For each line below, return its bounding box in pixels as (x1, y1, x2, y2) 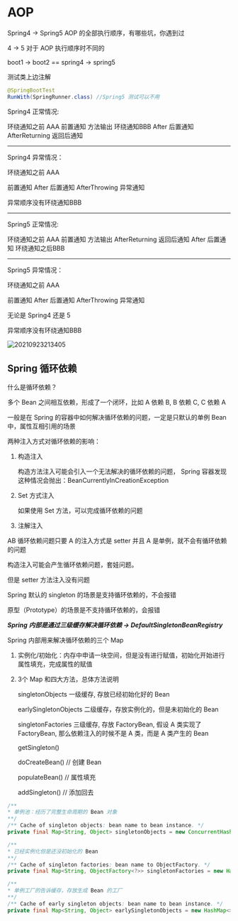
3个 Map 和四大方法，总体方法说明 (17, 675, 119, 683)
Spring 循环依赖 (7, 363, 77, 375)
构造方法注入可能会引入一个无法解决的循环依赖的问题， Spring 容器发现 (17, 467, 227, 476)
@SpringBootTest (7, 87, 55, 94)
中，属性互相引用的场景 (7, 422, 76, 430)
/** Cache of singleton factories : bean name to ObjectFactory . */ (7, 861, 211, 868)
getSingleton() (17, 743, 60, 751)
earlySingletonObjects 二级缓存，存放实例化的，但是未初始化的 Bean (17, 704, 219, 714)
